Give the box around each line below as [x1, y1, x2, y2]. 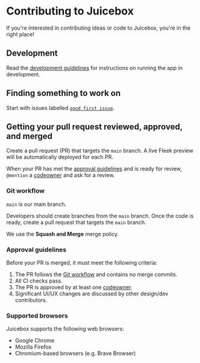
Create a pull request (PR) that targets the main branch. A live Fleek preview [6, 147, 194, 155]
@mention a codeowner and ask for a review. [6, 172, 115, 179]
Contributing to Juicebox [6, 4, 134, 18]
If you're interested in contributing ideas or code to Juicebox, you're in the [6, 24, 191, 31]
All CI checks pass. [14, 277, 63, 284]
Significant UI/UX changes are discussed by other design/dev [14, 290, 169, 297]
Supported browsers [6, 311, 68, 320]
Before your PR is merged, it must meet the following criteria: [6, 259, 158, 266]
